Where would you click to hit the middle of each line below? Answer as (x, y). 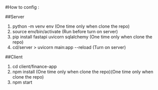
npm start (22, 82)
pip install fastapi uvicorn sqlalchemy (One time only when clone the (82, 37)
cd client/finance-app (35, 67)
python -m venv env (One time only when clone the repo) (71, 26)
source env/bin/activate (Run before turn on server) (65, 31)
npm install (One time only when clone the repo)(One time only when (83, 72)
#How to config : (22, 7)
